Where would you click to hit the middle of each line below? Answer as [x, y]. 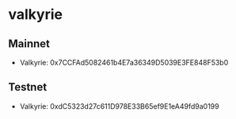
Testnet [28, 87]
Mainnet [29, 44]
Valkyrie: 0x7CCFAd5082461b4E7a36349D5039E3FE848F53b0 [124, 62]
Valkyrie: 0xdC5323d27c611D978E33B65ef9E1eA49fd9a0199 [119, 106]
